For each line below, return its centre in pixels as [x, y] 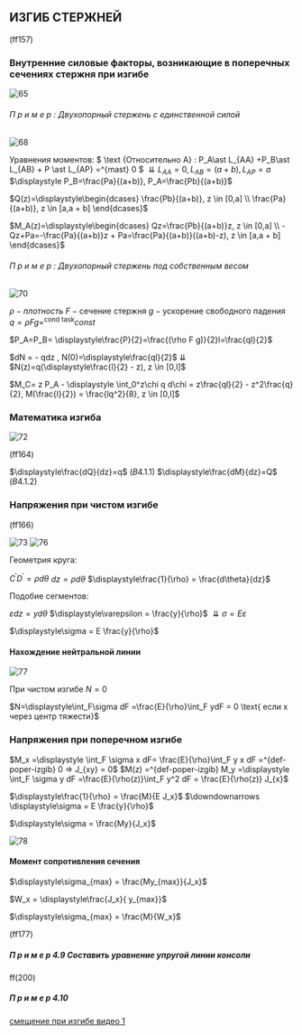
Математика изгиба [55, 417]
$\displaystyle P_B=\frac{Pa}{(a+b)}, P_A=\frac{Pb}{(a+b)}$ [121, 182]
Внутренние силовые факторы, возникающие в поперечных [150, 62]
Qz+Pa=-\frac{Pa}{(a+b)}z [59, 236]
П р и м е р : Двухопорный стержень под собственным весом [129, 266]
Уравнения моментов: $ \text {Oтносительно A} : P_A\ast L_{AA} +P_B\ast [150, 160]
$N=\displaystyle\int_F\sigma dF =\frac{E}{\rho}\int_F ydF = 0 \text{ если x [149, 707]
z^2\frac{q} [272, 384]
